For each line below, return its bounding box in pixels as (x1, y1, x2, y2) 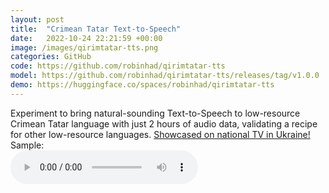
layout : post (10, 14, 65, 25)
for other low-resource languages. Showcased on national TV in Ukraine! (10, 128, 311, 140)
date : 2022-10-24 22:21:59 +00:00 (10, 33, 163, 43)
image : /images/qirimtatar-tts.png (10, 42, 159, 53)
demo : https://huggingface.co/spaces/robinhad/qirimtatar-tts (10, 80, 275, 90)
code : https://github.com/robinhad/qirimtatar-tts (10, 61, 226, 71)
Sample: (10, 139, 45, 151)
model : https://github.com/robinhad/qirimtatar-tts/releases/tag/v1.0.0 (10, 71, 320, 81)
